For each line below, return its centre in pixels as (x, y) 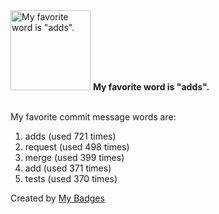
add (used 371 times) (68, 168)
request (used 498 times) (77, 147)
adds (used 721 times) (70, 136)
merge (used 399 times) (74, 157)
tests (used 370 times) (71, 178)
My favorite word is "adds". (151, 87)
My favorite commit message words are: (93, 117)
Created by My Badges (57, 198)
